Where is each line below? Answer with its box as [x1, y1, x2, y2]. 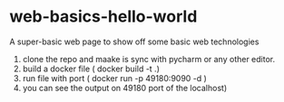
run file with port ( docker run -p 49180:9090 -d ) [22, 72, 207, 83]
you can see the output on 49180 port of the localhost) [22, 82, 228, 93]
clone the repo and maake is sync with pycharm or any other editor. [22, 53, 276, 64]
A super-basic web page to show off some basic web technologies [9, 36, 260, 47]
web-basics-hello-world [9, 6, 198, 27]
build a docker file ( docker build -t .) [22, 63, 161, 74]
